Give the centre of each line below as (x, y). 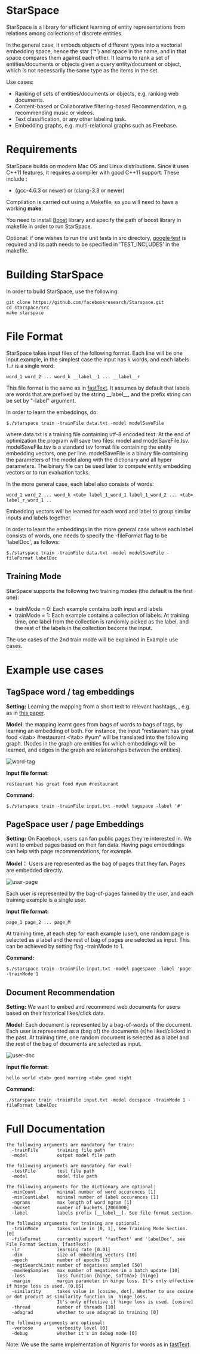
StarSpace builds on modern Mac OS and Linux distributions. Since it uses (98, 166)
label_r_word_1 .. (29, 500)
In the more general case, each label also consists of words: (80, 484)
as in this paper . (26, 713)
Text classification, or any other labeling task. (70, 119)
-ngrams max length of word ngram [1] (72, 1203)
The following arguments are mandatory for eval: (69, 1166)
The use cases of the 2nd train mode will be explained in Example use (92, 639)
